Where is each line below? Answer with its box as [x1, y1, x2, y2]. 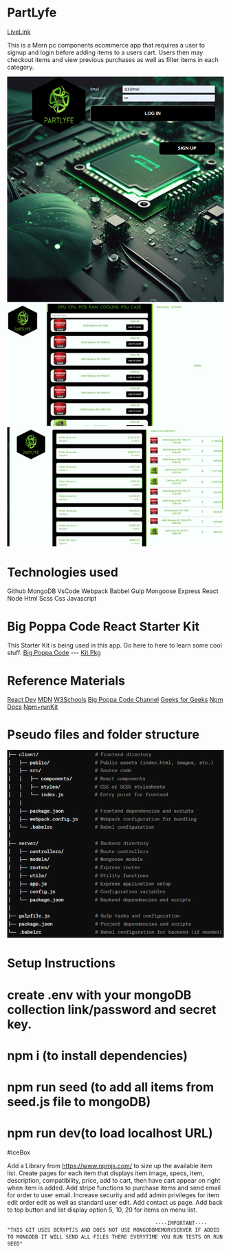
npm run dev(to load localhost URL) [7, 1126, 213, 1141]
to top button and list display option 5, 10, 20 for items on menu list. [7, 1205, 197, 1214]
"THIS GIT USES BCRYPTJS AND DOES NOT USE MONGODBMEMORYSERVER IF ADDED [7, 1226, 220, 1234]
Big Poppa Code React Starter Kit [7, 619, 200, 634]
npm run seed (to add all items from [7, 1079, 214, 1095]
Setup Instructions [7, 955, 115, 971]
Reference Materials [7, 673, 126, 688]
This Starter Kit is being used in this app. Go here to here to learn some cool [7, 641, 222, 650]
